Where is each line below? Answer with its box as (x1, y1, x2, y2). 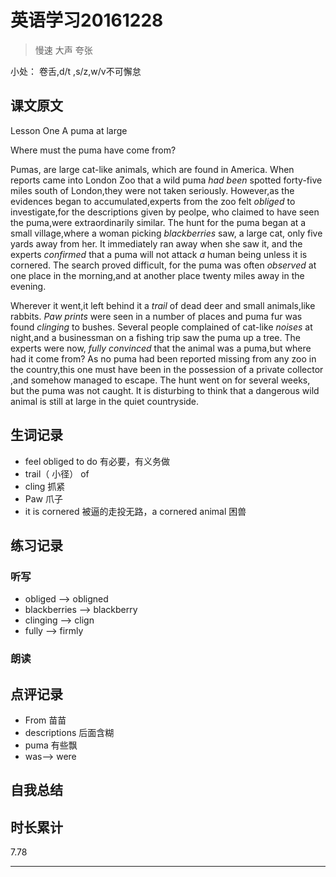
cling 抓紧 (24, 480, 66, 492)
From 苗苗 (24, 714, 67, 726)
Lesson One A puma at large (10, 124, 128, 136)
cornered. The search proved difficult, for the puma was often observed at (10, 259, 317, 271)
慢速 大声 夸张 (34, 44, 93, 56)
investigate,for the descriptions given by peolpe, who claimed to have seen (10, 206, 320, 218)
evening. (10, 280, 47, 292)
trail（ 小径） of (24, 467, 90, 480)
